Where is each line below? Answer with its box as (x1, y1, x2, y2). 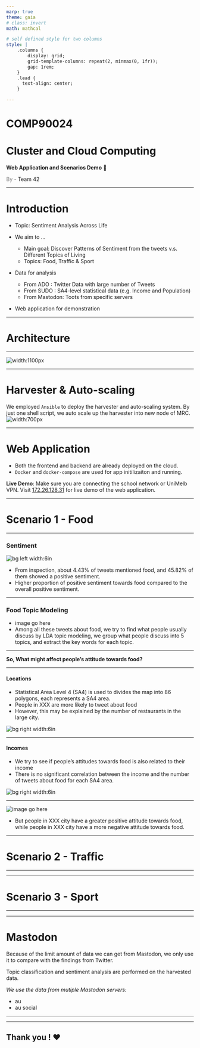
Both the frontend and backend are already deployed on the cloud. (14, 462, 179, 469)
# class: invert (6, 20, 46, 26)
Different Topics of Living (23, 251, 86, 258)
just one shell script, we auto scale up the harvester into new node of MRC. (6, 409, 190, 417)
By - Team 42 (6, 175, 40, 183)
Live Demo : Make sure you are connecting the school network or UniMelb (6, 480, 187, 487)
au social (14, 1004, 37, 1011)
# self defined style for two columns (6, 36, 102, 42)
